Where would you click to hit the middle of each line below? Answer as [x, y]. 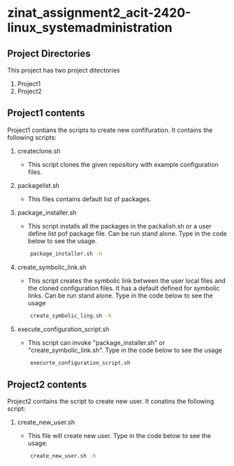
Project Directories [49, 53]
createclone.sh [39, 151]
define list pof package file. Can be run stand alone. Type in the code [127, 233]
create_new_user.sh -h [63, 456]
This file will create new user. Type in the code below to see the [119, 436]
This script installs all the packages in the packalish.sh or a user [119, 226]
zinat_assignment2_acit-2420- [99, 13]
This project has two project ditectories [64, 70]
